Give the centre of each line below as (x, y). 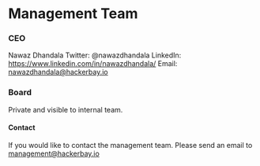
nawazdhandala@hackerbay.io (58, 72)
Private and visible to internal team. (66, 109)
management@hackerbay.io (54, 153)
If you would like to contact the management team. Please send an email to (130, 145)
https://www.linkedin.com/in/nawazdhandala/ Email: (93, 64)
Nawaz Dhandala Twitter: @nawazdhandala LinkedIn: (95, 55)
